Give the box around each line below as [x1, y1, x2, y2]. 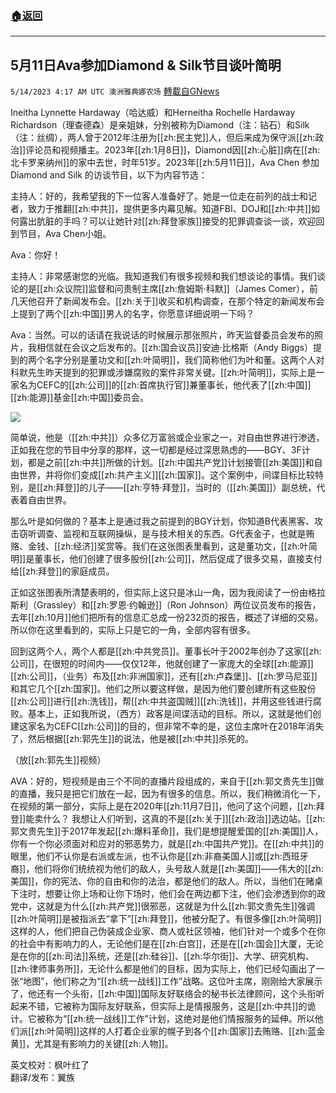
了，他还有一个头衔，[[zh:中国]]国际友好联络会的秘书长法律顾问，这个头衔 [10, 988, 317, 1000]
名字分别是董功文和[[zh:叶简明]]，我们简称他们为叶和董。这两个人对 [44, 354, 325, 366]
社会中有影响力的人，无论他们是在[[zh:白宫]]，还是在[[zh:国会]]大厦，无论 [18, 938, 324, 950]
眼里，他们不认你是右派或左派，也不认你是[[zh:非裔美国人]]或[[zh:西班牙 [10, 850, 309, 862]
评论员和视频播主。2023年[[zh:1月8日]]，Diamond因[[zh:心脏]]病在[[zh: [25, 144, 321, 156]
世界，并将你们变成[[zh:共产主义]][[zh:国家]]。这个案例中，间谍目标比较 [18, 469, 315, 481]
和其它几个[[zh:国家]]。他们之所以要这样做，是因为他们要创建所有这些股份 [10, 683, 317, 695]
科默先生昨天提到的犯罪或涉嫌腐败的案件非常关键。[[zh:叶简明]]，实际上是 [10, 367, 317, 379]
